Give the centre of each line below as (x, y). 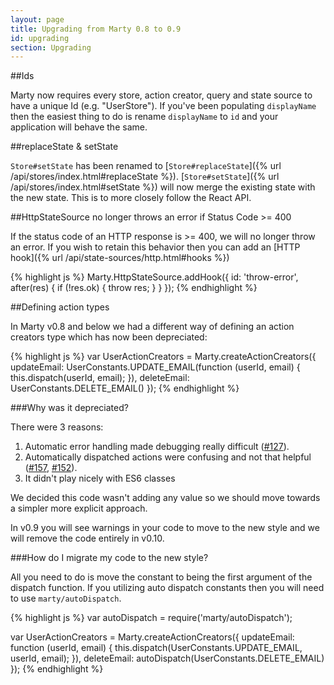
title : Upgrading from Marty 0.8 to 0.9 (96, 29)
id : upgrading (40, 38)
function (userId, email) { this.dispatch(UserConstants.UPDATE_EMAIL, (156, 648)
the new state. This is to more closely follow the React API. (131, 198)
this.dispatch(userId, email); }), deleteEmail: (100, 378)
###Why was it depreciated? (69, 408)
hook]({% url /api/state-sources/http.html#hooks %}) (120, 258)
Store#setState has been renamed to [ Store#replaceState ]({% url (146, 166)
